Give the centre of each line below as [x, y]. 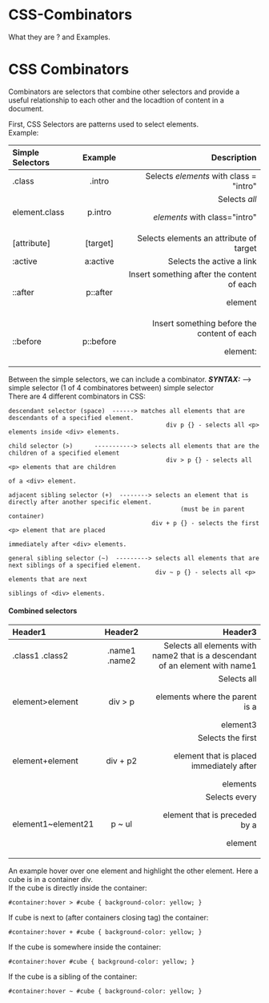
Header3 [240, 633]
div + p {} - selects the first [206, 523]
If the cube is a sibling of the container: [73, 977]
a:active [99, 261]
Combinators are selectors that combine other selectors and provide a [124, 91]
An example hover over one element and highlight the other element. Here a [133, 871]
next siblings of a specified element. [75, 565]
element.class [38, 212]
